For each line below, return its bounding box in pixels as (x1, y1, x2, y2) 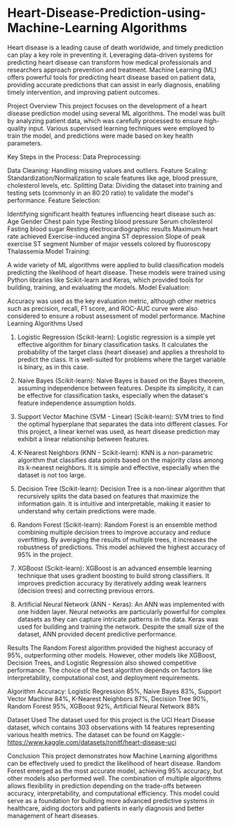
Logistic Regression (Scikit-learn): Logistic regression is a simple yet (17, 333, 215, 341)
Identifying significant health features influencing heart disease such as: (7, 210, 216, 218)
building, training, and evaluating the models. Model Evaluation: (7, 283, 191, 291)
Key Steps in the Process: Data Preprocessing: (7, 153, 142, 161)
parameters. (7, 139, 43, 147)
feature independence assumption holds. (17, 399, 137, 407)
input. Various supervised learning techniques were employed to (28, 124, 215, 132)
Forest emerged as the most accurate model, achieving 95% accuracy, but (7, 767, 223, 775)
